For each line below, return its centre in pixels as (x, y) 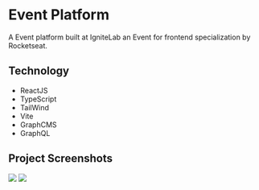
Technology (39, 71)
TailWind (35, 107)
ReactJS (34, 90)
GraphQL (35, 133)
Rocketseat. (28, 45)
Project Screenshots (60, 159)
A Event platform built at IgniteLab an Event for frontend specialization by (129, 37)
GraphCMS (39, 124)
